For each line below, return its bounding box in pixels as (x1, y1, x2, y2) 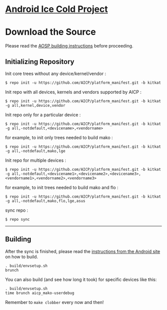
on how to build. (5, 254, 38, 260)
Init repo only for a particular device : (5, 111, 81, 118)
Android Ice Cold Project (5, 3, 108, 15)
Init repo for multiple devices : (5, 157, 66, 163)
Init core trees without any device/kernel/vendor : (5, 70, 106, 76)
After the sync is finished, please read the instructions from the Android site (5, 248, 161, 254)
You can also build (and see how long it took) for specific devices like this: (5, 276, 157, 283)
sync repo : (5, 207, 28, 213)
